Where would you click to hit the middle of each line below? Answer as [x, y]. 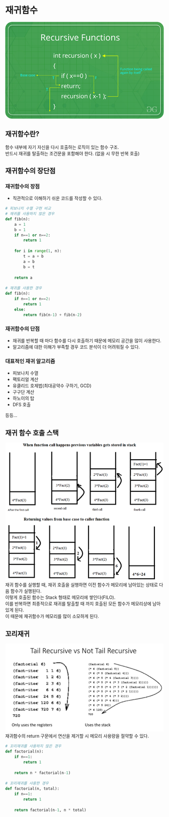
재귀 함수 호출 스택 [32, 433]
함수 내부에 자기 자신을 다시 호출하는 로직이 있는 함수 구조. [62, 147]
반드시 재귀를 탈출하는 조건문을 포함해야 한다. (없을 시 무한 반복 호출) [72, 153]
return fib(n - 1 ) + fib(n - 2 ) [53, 315]
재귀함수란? [22, 134]
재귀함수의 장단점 [30, 171]
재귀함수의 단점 [23, 329]
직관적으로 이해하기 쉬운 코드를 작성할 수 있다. [58, 198]
